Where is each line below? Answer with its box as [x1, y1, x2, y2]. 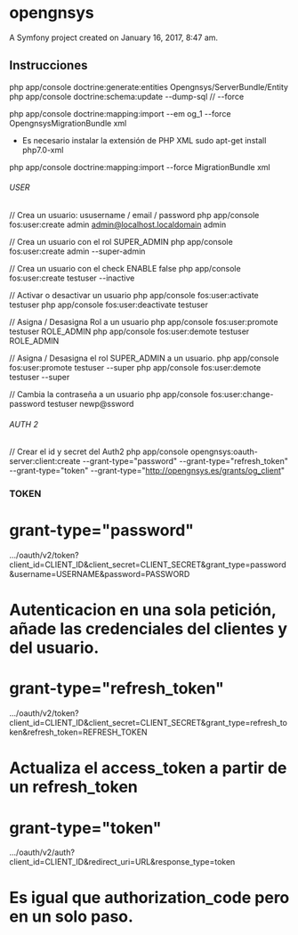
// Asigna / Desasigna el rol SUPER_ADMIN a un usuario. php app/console [9, 353, 279, 363]
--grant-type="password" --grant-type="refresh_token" [82, 456, 289, 467]
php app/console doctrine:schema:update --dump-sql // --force [9, 91, 245, 102]
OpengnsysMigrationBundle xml [9, 118, 127, 128]
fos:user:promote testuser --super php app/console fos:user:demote [9, 362, 262, 372]
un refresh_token [9, 777, 138, 797]
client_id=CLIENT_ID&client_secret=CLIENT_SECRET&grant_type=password [9, 559, 286, 570]
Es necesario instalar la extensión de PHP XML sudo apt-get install [21, 134, 267, 145]
